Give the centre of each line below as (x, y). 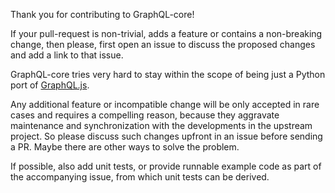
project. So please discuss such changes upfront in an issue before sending (166, 136)
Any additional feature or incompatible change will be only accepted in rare (165, 104)
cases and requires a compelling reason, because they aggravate (145, 115)
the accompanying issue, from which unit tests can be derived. (140, 177)
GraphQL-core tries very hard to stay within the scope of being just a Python (168, 74)
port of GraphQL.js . (50, 85)
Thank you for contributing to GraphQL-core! (102, 14)
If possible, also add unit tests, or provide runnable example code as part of (166, 166)
